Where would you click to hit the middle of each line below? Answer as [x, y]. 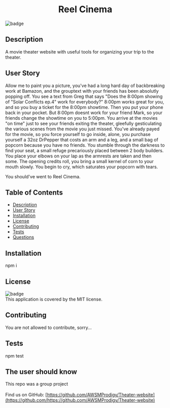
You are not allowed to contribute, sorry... [49, 328]
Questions [23, 237]
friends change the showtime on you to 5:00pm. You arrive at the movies [81, 118]
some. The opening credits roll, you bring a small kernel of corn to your [79, 161]
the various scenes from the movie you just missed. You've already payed [82, 129]
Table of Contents [34, 192]
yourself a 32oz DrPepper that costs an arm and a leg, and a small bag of [82, 140]
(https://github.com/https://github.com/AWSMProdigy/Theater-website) [80, 400]
